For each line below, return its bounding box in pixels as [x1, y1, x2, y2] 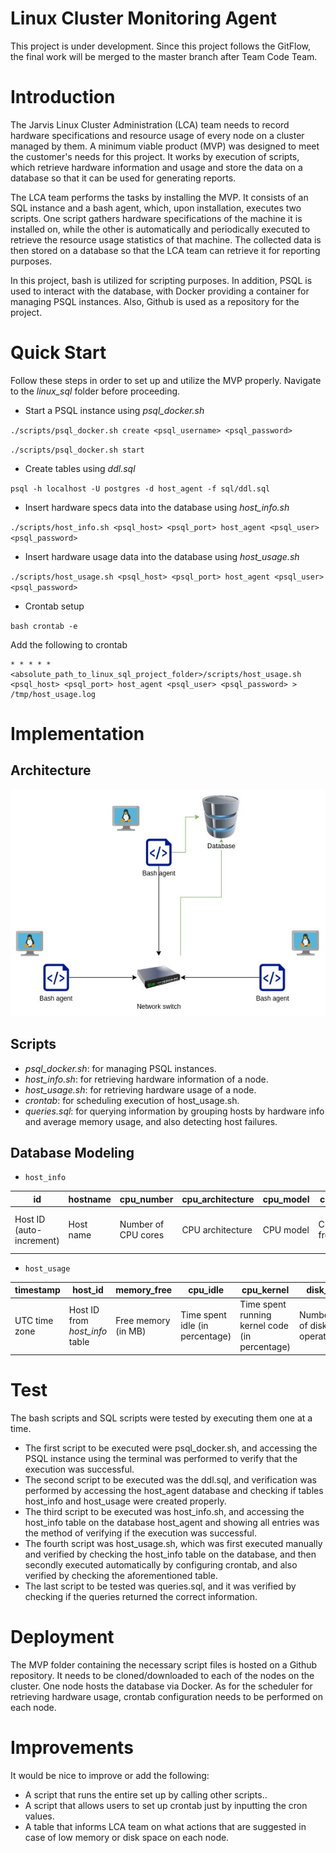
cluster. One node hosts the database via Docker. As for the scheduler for [10, 1680, 313, 1692]
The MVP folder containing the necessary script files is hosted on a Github [10, 1658, 318, 1671]
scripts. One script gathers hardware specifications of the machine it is [10, 212, 303, 224]
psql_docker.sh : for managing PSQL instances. [24, 1062, 217, 1074]
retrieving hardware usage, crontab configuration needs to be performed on [10, 1690, 323, 1702]
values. [24, 1810, 55, 1822]
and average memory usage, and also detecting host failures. [24, 1115, 278, 1127]
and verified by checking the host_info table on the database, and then [24, 1548, 317, 1560]
